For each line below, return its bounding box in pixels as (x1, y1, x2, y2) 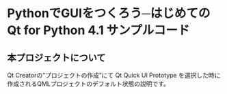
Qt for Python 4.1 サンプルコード (7, 22, 190, 38)
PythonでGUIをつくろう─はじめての (7, 5, 211, 21)
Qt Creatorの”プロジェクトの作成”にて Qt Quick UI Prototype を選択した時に (7, 72, 221, 79)
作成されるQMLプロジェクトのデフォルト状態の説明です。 (7, 80, 170, 88)
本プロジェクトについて (7, 52, 106, 63)
